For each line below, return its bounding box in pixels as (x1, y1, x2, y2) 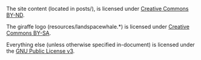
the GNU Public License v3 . (6, 47, 75, 55)
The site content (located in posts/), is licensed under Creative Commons (6, 5, 189, 12)
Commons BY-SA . (6, 29, 51, 37)
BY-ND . (6, 11, 25, 19)
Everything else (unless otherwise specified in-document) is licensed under (6, 41, 195, 48)
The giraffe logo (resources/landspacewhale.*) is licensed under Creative (6, 23, 189, 30)
